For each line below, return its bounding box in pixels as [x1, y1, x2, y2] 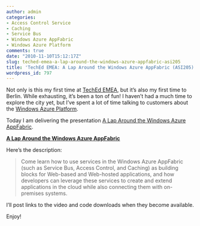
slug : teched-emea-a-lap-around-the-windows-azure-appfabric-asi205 [6, 59, 181, 65]
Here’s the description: [6, 146, 62, 154]
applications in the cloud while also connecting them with [20, 184, 163, 191]
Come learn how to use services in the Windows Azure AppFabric [20, 158, 184, 165]
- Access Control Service [6, 20, 71, 26]
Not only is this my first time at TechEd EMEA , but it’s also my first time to [6, 86, 187, 93]
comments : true [6, 48, 44, 54]
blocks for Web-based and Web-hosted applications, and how [20, 171, 175, 178]
